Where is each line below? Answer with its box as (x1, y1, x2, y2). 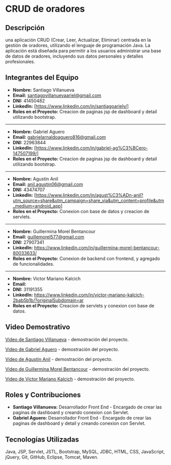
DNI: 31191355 (12, 286, 43, 292)
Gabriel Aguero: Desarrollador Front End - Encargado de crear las (12, 415, 152, 421)
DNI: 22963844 (12, 139, 46, 145)
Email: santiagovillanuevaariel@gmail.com (12, 92, 102, 98)
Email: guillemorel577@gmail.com (12, 234, 84, 240)
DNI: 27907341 (12, 239, 44, 245)
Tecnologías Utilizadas (5, 435, 79, 444)
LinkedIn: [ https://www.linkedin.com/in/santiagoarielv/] (12, 103, 129, 109)
